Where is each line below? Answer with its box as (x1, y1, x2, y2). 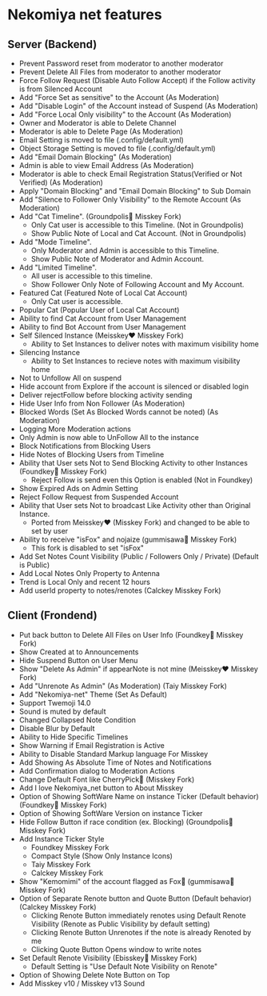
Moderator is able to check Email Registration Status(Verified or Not (18, 170, 243, 178)
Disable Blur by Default (18, 723, 95, 733)
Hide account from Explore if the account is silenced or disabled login (18, 382, 249, 391)
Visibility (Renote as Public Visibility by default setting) (30, 918, 211, 929)
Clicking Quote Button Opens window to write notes (30, 944, 201, 954)
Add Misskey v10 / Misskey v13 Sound (18, 978, 145, 988)
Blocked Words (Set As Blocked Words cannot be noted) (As (18, 407, 219, 417)
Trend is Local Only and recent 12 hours (18, 578, 151, 586)
